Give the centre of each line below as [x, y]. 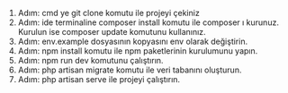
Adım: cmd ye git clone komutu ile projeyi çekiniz [108, 13]
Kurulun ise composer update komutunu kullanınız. [112, 32]
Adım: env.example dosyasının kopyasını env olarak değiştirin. [133, 41]
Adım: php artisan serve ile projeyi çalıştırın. [99, 79]
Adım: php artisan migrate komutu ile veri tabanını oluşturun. [130, 70]
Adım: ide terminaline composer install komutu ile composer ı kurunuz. [148, 22]
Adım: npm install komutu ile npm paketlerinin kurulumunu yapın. [138, 51]
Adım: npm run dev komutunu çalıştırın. [90, 60]
